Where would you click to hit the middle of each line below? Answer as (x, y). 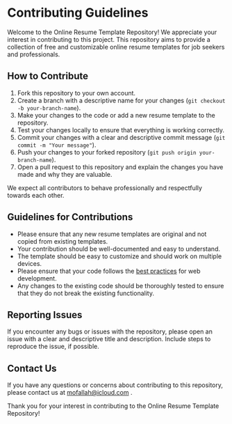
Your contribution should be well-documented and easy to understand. (119, 249)
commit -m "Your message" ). (57, 145)
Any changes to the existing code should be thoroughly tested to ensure (121, 285)
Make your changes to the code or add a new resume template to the (116, 115)
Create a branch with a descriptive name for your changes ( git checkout (121, 100)
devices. (30, 263)
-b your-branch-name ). (49, 108)
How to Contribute (48, 76)
